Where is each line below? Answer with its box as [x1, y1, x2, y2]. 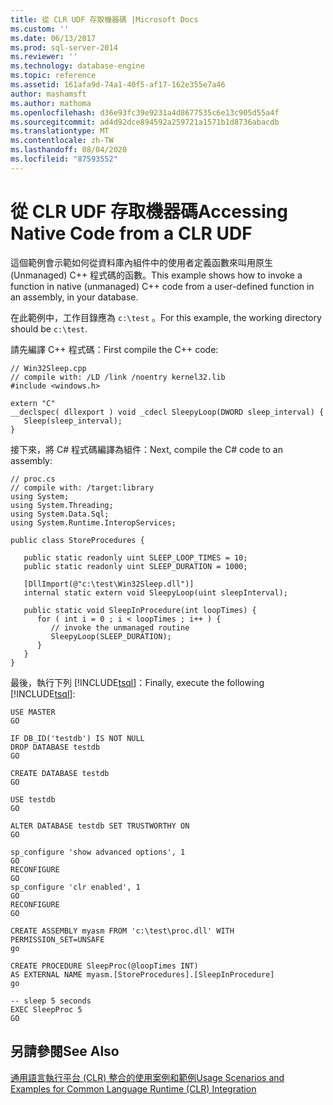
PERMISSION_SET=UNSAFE [10, 934, 105, 945]
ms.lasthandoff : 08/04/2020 [10, 145, 128, 155]
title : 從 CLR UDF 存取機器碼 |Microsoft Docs [10, 14, 199, 25]
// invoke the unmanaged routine [50, 622, 190, 633]
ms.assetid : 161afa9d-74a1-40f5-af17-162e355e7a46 [10, 80, 226, 90]
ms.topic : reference [10, 71, 97, 81]
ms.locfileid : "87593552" [10, 154, 118, 164]
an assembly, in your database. [10, 291, 139, 303]
